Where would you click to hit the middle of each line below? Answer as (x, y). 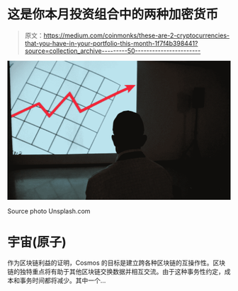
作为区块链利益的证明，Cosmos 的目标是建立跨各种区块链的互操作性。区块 (116, 263)
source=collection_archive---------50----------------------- (113, 51)
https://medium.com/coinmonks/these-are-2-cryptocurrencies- (137, 35)
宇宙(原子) (37, 242)
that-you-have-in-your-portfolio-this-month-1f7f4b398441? (111, 43)
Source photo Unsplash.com (49, 211)
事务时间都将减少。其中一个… (63, 280)
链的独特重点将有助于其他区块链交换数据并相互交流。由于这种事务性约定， (116, 272)
